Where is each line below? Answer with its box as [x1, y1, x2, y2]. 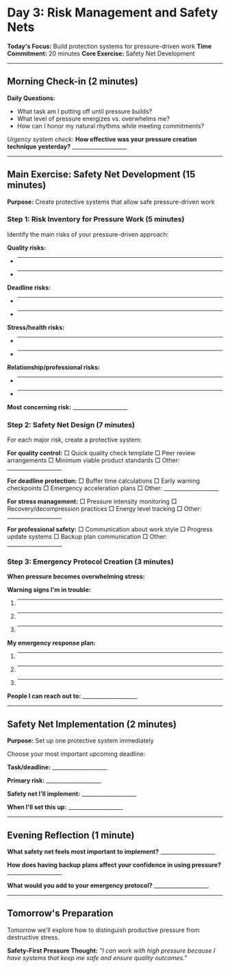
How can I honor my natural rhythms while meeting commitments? [16, 121, 205, 130]
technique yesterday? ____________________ [7, 142, 127, 150]
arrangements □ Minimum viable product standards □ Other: [7, 456, 180, 464]
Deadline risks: [7, 283, 51, 291]
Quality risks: [7, 243, 47, 252]
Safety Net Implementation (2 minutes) [7, 718, 177, 730]
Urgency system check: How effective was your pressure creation [7, 135, 197, 143]
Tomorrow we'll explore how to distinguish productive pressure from [7, 926, 200, 934]
